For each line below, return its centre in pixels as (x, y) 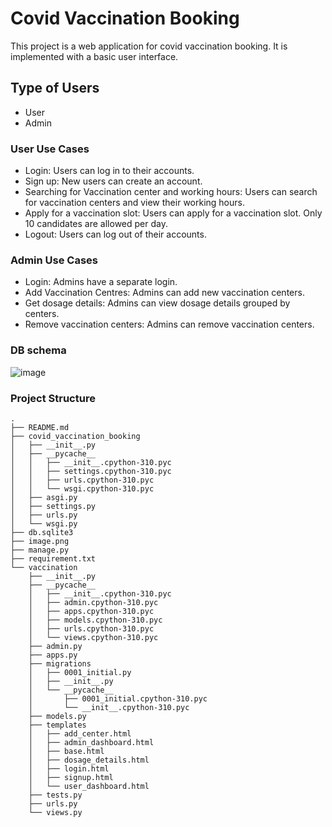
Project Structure (53, 398)
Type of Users (55, 88)
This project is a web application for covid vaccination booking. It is (149, 46)
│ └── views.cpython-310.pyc (93, 637)
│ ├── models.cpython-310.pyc (95, 620)
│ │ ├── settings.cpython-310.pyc (91, 471)
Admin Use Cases (54, 260)
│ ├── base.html (66, 751)
